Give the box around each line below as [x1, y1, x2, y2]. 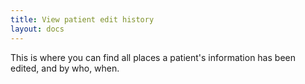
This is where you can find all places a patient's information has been [10, 51, 296, 63]
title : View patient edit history [10, 14, 155, 25]
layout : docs [10, 24, 65, 34]
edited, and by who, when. [10, 62, 120, 74]
